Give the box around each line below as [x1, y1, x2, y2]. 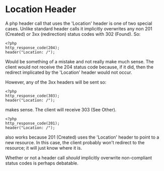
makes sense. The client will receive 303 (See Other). [5, 106, 117, 112]
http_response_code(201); [5, 120, 60, 126]
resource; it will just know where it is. [5, 145, 82, 151]
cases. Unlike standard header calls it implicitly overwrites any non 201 [5, 25, 152, 31]
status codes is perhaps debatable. [5, 160, 79, 166]
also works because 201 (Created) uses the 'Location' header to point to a [5, 134, 159, 140]
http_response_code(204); [5, 45, 60, 50]
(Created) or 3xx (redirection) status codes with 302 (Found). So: [5, 31, 141, 37]
